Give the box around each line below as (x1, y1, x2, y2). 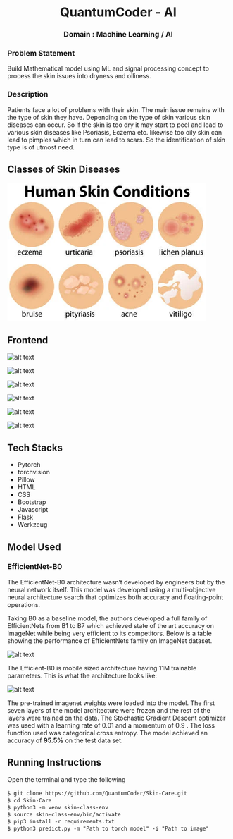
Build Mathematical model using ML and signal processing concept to (7, 64, 210, 73)
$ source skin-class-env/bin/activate (7, 811, 121, 818)
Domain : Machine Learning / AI (63, 30, 174, 39)
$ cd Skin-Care (7, 797, 52, 804)
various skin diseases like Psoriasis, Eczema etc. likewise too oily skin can (7, 128, 222, 136)
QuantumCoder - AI (59, 4, 177, 20)
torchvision (17, 468, 51, 477)
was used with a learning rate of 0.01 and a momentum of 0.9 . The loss (7, 721, 215, 730)
